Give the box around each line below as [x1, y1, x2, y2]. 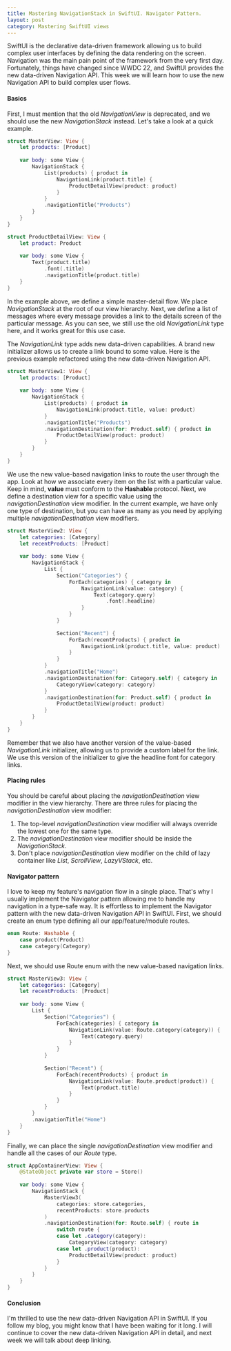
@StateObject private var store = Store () [19, 1168, 143, 1176]
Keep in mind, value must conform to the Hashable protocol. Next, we [7, 484, 207, 493]
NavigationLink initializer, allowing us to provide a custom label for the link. [7, 745, 219, 754]
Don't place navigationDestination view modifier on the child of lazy [17, 849, 210, 857]
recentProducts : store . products [56, 1207, 150, 1214]
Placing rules [7, 777, 46, 785]
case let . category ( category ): [56, 1232, 147, 1240]
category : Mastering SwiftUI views [7, 23, 110, 30]
